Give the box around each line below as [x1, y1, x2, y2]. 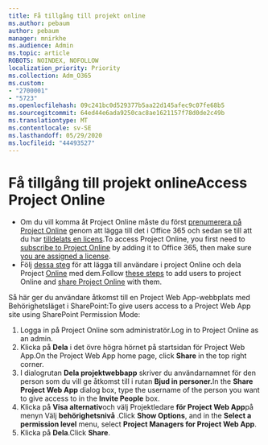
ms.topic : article [8, 49, 70, 57]
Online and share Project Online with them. [19, 277, 163, 286]
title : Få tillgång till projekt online [8, 11, 146, 20]
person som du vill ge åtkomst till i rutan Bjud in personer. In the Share [19, 377, 254, 386]
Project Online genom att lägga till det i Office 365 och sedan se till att [19, 226, 253, 236]
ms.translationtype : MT [8, 117, 89, 125]
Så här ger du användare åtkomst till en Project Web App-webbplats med [8, 293, 251, 303]
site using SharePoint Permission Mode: [8, 310, 141, 319]
